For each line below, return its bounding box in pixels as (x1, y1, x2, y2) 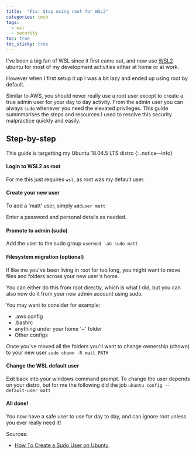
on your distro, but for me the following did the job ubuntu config (6, 381, 163, 389)
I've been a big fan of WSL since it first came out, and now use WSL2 (6, 57, 174, 64)
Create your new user (6, 189, 60, 196)
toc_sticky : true (6, 41, 49, 47)
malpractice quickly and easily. (6, 117, 81, 124)
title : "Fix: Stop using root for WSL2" (6, 8, 109, 15)
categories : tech (6, 14, 49, 20)
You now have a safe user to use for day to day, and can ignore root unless (6, 413, 187, 420)
